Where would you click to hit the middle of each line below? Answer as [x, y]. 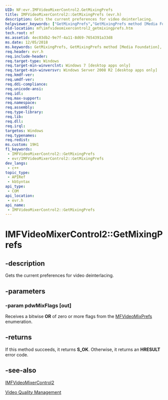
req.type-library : [24, 112]
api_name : [15, 205]
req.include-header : [27, 56]
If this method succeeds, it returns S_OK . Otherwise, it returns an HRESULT [83, 349]
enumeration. [19, 321]
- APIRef [16, 177]
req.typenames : [21, 135]
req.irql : [15, 126]
